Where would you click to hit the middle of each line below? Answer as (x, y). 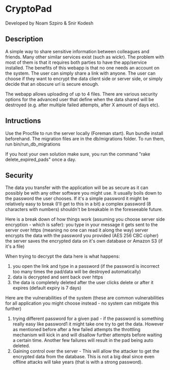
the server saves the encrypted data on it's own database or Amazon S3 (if (84, 241)
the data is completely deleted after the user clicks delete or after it (83, 283)
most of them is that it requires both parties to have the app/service (76, 62)
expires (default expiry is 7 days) (47, 288)
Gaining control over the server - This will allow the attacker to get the (86, 351)
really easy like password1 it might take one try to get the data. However (88, 324)
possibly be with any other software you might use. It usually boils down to (83, 193)
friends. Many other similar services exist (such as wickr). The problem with (85, 57)
